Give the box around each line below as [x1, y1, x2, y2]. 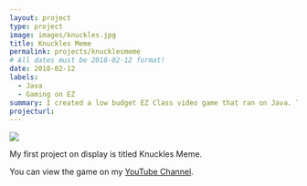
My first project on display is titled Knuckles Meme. [9, 149, 203, 160]
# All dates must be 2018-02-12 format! [9, 56, 166, 65]
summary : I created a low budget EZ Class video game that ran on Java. [9, 98, 292, 108]
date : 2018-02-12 [9, 65, 76, 74]
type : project [9, 22, 64, 31]
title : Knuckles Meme [9, 38, 92, 48]
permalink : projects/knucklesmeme [9, 47, 142, 57]
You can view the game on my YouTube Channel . [9, 166, 194, 178]
